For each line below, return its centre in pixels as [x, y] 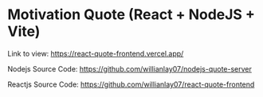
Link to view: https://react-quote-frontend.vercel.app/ [96, 53]
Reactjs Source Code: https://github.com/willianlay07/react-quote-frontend [131, 84]
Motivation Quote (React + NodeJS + [131, 15]
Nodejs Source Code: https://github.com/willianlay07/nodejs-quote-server [130, 68]
